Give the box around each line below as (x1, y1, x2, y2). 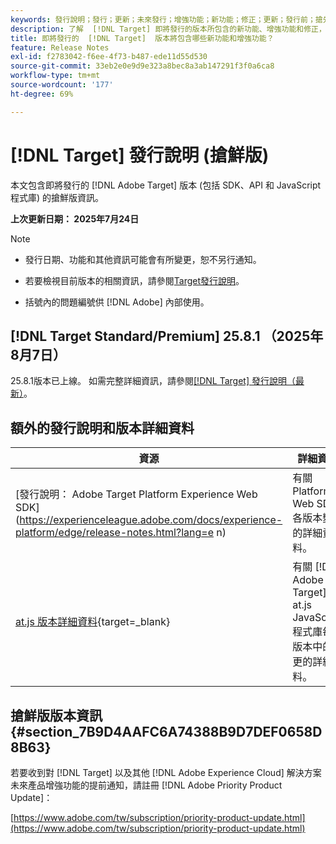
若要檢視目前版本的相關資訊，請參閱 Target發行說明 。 (24, 274, 245, 286)
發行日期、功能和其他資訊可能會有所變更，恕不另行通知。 (24, 253, 262, 265)
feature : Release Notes (10, 42, 110, 53)
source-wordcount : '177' (10, 80, 114, 90)
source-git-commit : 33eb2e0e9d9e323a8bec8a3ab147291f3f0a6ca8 (10, 61, 275, 71)
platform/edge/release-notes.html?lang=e (15, 526, 214, 540)
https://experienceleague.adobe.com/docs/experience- (19, 513, 283, 527)
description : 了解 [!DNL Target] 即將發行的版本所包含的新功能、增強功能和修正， (10, 24, 327, 34)
